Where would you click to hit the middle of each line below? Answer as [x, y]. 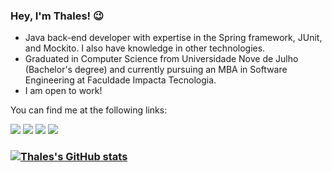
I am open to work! [63, 91]
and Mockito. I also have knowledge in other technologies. [145, 48]
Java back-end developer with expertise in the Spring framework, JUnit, [173, 38]
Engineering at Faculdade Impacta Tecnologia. [120, 80]
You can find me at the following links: [89, 110]
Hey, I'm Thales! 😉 [57, 16]
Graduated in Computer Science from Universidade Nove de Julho [161, 59]
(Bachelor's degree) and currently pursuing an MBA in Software [156, 70]
